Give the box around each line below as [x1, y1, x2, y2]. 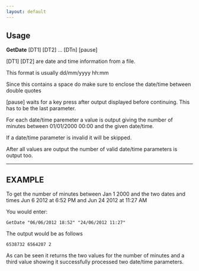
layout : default [6, 8, 46, 15]
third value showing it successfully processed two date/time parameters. [6, 259, 184, 266]
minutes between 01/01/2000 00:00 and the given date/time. [6, 123, 154, 130]
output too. [6, 152, 33, 159]
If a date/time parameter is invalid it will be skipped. [6, 134, 132, 141]
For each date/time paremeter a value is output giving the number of [6, 116, 174, 123]
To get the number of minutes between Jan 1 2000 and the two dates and [6, 190, 185, 197]
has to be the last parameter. [6, 105, 76, 112]
